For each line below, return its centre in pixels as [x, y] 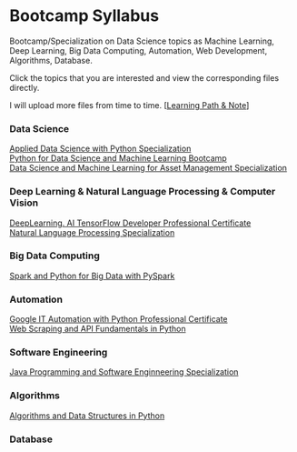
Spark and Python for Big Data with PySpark [92, 276]
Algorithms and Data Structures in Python [87, 416]
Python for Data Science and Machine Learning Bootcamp [118, 158]
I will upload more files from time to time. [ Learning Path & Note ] [129, 105]
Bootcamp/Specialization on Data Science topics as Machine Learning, [142, 41]
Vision [24, 203]
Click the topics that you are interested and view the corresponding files [144, 77]
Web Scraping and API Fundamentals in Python [98, 329]
